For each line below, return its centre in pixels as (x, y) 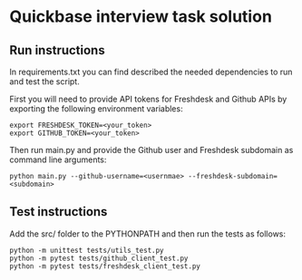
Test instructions (58, 212)
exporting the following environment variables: (96, 109)
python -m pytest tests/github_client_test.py (99, 258)
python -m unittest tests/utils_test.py (87, 250)
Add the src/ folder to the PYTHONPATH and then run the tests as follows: (148, 234)
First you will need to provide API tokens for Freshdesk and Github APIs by (148, 99)
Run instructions (58, 50)
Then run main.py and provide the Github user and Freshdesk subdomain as (151, 150)
